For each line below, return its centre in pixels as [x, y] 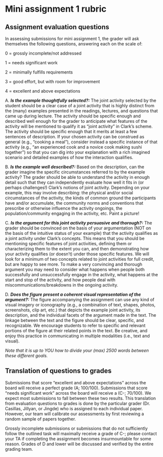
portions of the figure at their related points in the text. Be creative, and [76, 331]
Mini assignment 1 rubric [56, 9]
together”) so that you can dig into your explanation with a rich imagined [78, 152]
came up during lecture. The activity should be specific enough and [73, 116]
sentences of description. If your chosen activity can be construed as [75, 137]
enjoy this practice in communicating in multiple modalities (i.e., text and [77, 336]
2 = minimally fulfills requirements [39, 72]
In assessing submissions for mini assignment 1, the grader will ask [72, 38]
